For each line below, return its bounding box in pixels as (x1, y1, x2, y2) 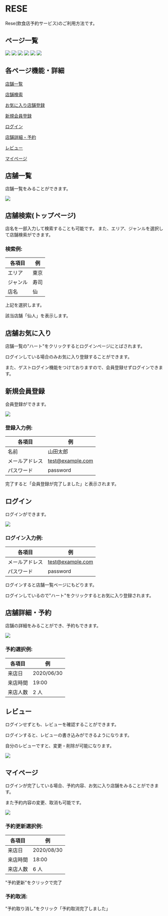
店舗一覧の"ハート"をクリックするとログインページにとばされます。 (5, 343, 145, 349)
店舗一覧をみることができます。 (5, 186, 71, 192)
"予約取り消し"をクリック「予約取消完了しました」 (5, 905, 111, 911)
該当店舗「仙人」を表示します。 (5, 313, 71, 319)
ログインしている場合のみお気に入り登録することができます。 (5, 354, 132, 360)
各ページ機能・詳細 (5, 66, 65, 75)
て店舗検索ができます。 (5, 232, 54, 238)
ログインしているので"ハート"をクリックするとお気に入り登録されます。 (5, 592, 154, 598)
